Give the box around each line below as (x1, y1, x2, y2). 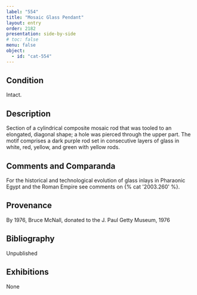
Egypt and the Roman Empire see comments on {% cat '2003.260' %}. (6, 183, 180, 190)
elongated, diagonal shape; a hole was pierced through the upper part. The (6, 131, 191, 138)
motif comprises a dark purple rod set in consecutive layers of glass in (6, 137, 180, 144)
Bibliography (6, 234, 55, 244)
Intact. (6, 91, 22, 99)
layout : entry (6, 20, 42, 26)
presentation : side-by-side (6, 31, 76, 37)
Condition (6, 75, 44, 86)
